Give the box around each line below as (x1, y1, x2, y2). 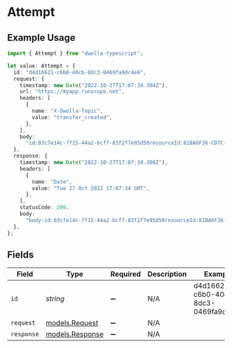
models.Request (46, 318, 99, 328)
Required (110, 269, 142, 279)
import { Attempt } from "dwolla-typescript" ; (7, 50, 144, 57)
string (46, 294, 65, 304)
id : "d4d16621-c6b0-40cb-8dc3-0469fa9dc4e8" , (13, 68, 147, 76)
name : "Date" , (32, 178, 72, 185)
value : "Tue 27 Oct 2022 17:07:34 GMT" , (32, 185, 150, 192)
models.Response (46, 329, 104, 339)
